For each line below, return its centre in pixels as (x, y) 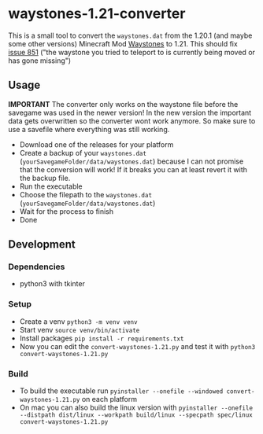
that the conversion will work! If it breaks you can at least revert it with (133, 169)
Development (42, 245)
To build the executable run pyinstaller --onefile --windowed (121, 391)
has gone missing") (40, 61)
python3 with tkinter (52, 284)
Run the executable (51, 186)
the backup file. (45, 178)
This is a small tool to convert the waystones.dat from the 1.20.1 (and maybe (130, 35)
